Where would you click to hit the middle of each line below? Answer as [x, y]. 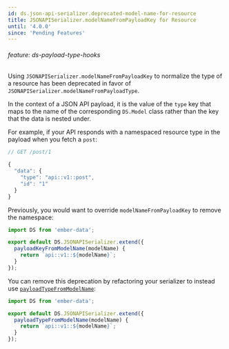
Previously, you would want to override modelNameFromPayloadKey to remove [114, 210]
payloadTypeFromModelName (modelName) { [71, 320]
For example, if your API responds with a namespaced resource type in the [114, 132]
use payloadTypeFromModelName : [52, 288]
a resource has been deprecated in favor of [70, 83]
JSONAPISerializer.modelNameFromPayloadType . [74, 91]
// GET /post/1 [30, 152]
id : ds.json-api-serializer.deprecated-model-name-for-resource [102, 13]
